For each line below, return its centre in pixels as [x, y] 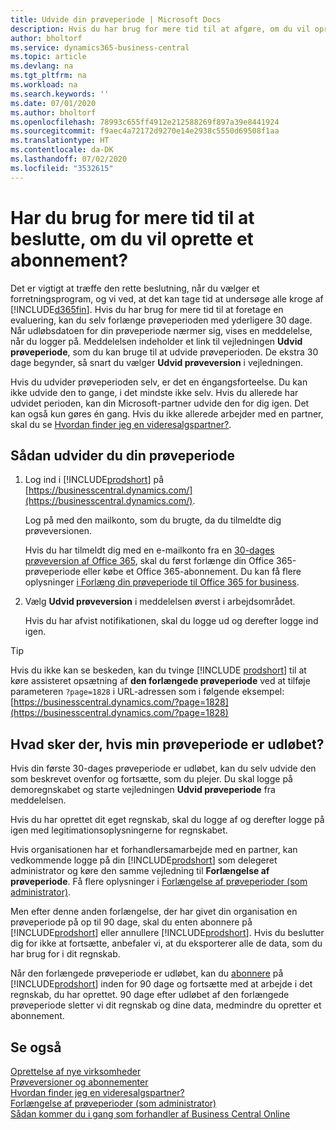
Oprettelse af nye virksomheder [76, 1071]
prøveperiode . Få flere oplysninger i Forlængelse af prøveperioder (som [159, 882]
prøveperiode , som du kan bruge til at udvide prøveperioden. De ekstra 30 [164, 352]
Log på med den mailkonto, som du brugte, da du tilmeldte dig [153, 520]
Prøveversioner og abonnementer [79, 1082]
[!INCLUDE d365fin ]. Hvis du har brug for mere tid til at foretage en [147, 309]
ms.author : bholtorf [53, 112]
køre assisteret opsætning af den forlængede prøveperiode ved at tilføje [160, 681]
